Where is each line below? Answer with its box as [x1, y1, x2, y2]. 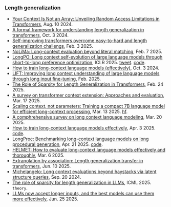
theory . [12, 185, 28, 191]
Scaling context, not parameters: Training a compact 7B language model [12, 103, 165, 109]
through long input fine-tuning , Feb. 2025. [12, 76, 101, 82]
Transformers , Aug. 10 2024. [12, 21, 73, 27]
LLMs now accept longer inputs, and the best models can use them [12, 191, 155, 197]
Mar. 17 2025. [12, 98, 41, 104]
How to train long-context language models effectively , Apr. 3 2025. [12, 125, 156, 131]
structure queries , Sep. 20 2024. [12, 174, 81, 180]
